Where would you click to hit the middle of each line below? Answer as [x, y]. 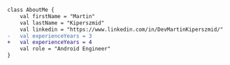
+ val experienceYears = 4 [50, 43]
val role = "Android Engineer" [65, 49]
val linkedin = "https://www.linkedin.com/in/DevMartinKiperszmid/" [122, 29]
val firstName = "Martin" [58, 16]
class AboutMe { [31, 10]
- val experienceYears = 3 [50, 36]
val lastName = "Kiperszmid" [62, 23]
